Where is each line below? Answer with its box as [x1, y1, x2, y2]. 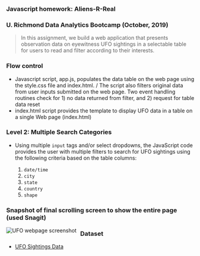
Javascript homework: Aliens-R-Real [6, 5, 116, 13]
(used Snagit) [6, 213, 47, 221]
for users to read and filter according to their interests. [20, 47, 155, 54]
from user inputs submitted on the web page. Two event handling [14, 88, 176, 95]
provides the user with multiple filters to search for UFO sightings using [14, 148, 191, 155]
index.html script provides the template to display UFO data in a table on [14, 107, 193, 114]
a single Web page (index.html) [14, 113, 92, 120]
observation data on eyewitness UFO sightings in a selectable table [20, 40, 187, 48]
